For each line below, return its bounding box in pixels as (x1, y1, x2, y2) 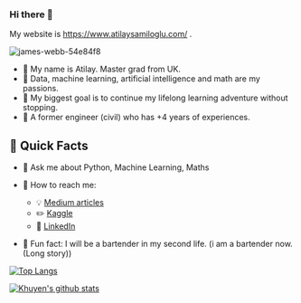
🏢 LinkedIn (35, 221, 76, 232)
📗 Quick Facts (9, 137, 89, 153)
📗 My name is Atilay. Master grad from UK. (22, 63, 181, 75)
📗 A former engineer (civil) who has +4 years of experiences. (22, 112, 250, 123)
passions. (22, 83, 59, 94)
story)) (46, 248, 72, 259)
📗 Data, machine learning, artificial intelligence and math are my (22, 73, 260, 84)
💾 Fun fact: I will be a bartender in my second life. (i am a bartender (22, 239, 274, 250)
